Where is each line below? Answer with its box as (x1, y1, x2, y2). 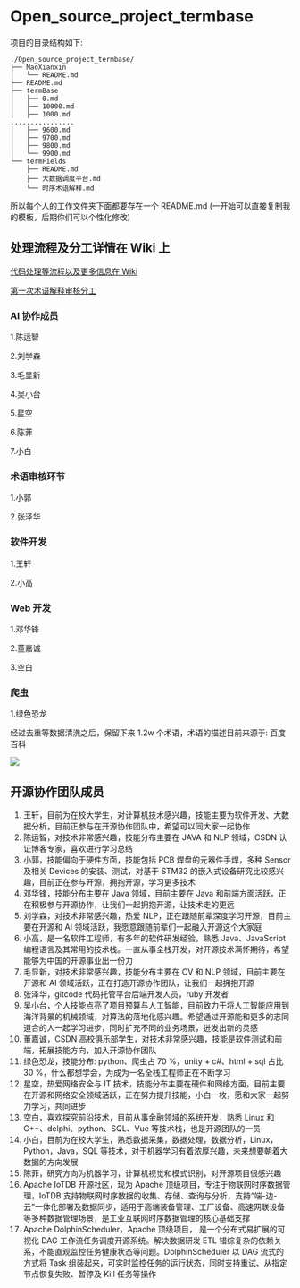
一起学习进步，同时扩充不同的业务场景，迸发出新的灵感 (54, 1023, 258, 1034)
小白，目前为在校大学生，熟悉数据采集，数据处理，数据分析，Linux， (22, 1135, 279, 1146)
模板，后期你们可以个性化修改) (17, 211, 131, 222)
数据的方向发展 (22, 1157, 79, 1168)
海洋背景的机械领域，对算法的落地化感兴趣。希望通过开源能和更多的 (22, 1011, 274, 1022)
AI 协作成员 (10, 309, 59, 322)
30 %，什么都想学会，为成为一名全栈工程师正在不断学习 (22, 1068, 231, 1078)
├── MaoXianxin (10, 63, 67, 72)
